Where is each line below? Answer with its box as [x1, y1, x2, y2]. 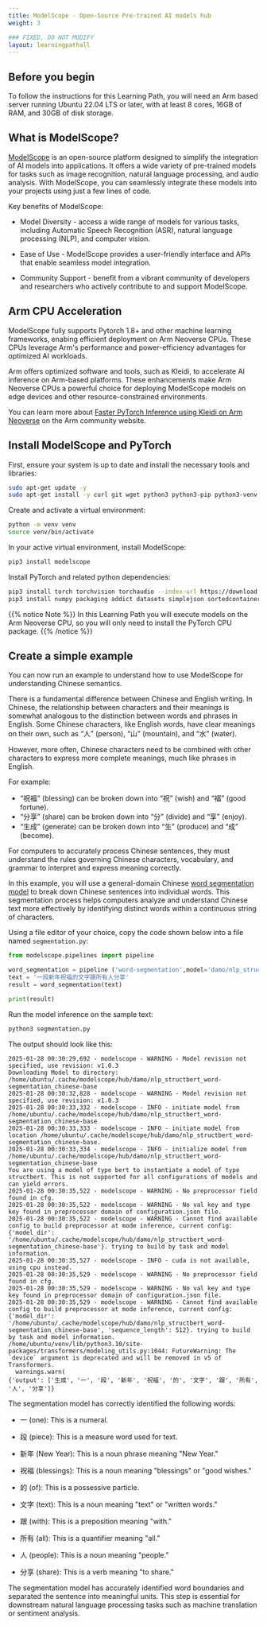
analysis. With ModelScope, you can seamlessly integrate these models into [8, 177, 257, 187]
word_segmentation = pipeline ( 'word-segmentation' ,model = [8, 966, 208, 974]
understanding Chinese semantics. [8, 679, 122, 689]
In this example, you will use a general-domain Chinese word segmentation [8, 879, 254, 888]
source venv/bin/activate [8, 528, 94, 537]
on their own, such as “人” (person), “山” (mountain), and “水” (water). [8, 729, 237, 739]
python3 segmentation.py [8, 1025, 91, 1033]
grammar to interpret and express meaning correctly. [8, 863, 182, 873]
